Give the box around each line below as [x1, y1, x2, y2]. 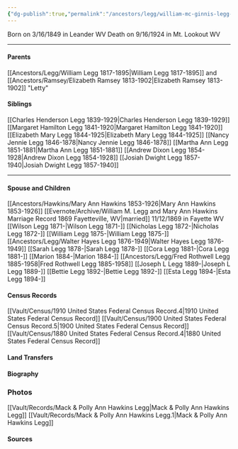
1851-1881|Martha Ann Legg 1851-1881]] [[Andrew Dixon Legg [7, 146, 186, 155]
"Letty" [27, 83, 49, 92]
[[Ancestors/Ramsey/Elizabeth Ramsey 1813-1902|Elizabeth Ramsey [7, 76, 206, 84]
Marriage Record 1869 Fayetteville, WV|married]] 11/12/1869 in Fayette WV [7, 214, 225, 223]
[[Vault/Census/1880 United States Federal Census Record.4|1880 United [7, 329, 222, 338]
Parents [7, 52, 31, 61]
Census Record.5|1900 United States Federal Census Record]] [7, 322, 189, 331]
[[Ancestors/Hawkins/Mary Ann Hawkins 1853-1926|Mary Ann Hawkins [7, 199, 216, 208]
